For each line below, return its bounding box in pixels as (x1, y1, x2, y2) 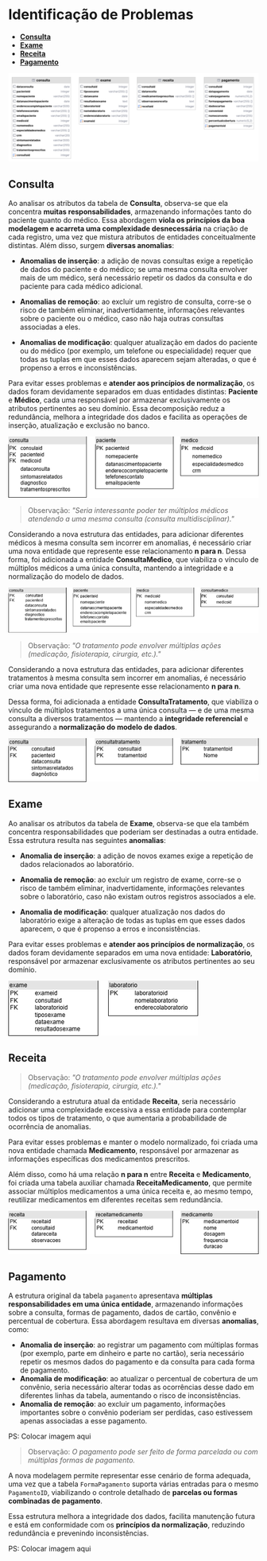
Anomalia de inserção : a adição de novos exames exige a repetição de (19, 851, 253, 860)
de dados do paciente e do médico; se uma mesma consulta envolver (19, 264, 248, 274)
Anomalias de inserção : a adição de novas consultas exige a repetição (19, 256, 253, 266)
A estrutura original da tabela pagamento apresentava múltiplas (8, 1291, 213, 1300)
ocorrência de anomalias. (8, 1121, 91, 1131)
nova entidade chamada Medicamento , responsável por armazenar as (8, 1145, 239, 1155)
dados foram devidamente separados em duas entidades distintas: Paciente (8, 386, 258, 396)
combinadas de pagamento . (8, 1496, 103, 1505)
